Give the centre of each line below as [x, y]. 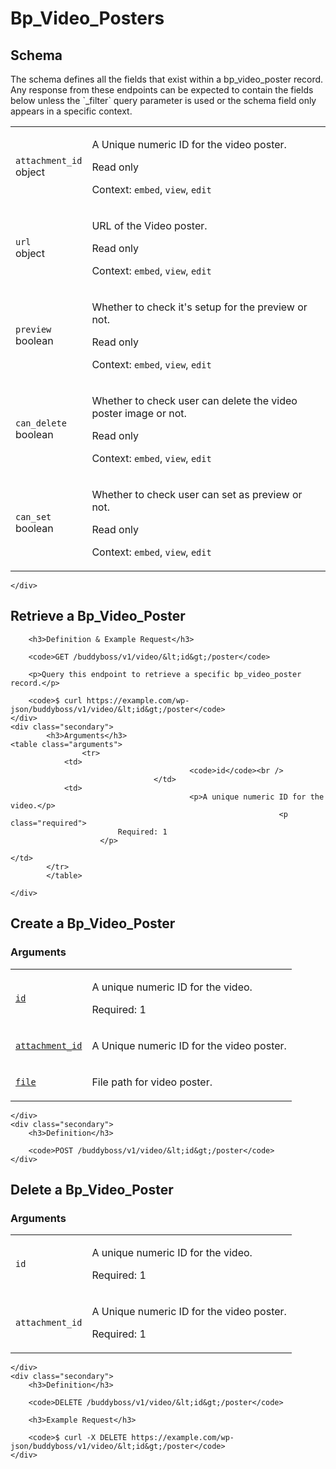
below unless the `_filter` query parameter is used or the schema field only [163, 100]
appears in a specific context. [71, 111]
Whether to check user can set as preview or [197, 494]
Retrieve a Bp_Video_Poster [98, 616]
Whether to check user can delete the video [194, 400]
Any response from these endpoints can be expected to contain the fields [162, 90]
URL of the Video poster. [149, 225]
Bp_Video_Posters [87, 18]
